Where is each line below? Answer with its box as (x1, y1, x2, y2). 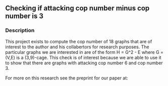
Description (5, 27, 35, 34)
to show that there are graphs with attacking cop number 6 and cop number (5, 60, 163, 66)
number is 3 (5, 12, 44, 21)
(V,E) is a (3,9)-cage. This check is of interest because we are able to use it (5, 54, 161, 60)
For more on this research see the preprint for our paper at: (5, 75, 129, 81)
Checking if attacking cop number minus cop (5, 4, 150, 13)
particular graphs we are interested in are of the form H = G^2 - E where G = (5, 49, 164, 55)
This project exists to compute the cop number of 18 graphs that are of (5, 38, 152, 44)
